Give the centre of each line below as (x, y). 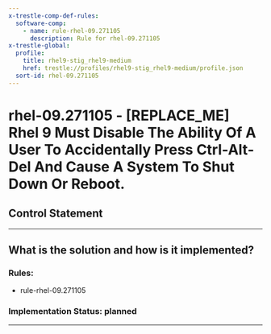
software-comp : (41, 23)
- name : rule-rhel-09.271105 (72, 31)
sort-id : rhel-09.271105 (57, 76)
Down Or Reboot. (67, 184)
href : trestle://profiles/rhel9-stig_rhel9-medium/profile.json (133, 68)
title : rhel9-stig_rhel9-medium (77, 61)
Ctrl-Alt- (225, 149)
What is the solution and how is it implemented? (131, 250)
